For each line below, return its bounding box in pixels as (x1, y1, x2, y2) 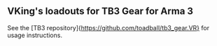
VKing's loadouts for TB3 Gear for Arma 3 (7, 5, 194, 17)
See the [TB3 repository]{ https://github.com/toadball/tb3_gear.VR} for (7, 23, 210, 32)
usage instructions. (7, 31, 63, 39)
